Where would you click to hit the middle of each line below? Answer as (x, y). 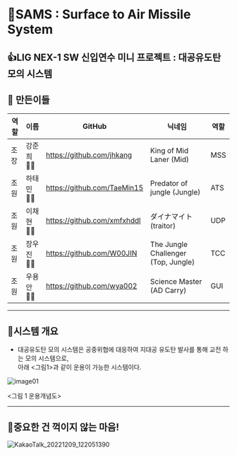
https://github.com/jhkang (89, 155)
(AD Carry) (169, 291)
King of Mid (170, 151)
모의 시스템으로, (47, 358)
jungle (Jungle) (176, 192)
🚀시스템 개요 (33, 331)
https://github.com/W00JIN (91, 253)
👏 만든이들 (29, 99)
